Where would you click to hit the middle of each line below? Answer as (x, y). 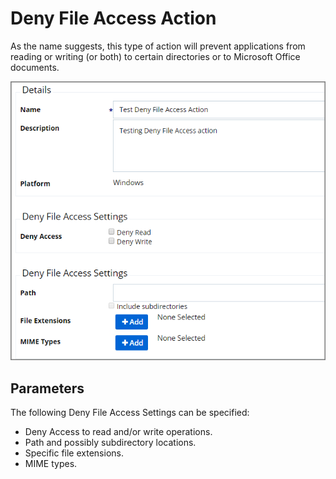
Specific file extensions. (74, 453)
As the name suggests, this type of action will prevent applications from (158, 46)
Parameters (47, 388)
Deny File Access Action (113, 18)
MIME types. (51, 464)
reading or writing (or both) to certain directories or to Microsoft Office (155, 56)
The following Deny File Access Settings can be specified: (130, 413)
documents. (35, 67)
